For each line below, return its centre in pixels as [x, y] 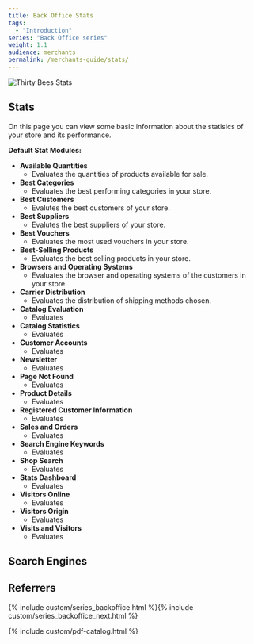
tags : [17, 23]
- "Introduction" [44, 30]
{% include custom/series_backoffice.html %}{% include [101, 607]
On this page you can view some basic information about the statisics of [126, 126]
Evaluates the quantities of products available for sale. [119, 174]
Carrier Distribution [52, 292]
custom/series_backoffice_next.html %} [73, 615]
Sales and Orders [49, 427]
